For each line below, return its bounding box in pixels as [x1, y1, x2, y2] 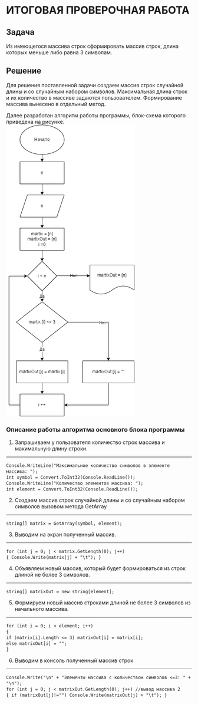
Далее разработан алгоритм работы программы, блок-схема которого [6, 111, 186, 119]
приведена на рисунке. [6, 118, 65, 125]
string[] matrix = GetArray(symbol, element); [6, 521, 123, 527]
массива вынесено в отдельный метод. [6, 100, 106, 107]
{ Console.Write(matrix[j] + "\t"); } [6, 555, 101, 561]
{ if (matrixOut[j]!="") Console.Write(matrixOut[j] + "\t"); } [6, 692, 167, 699]
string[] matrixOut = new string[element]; [6, 589, 115, 595]
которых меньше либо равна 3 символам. [6, 49, 113, 56]
